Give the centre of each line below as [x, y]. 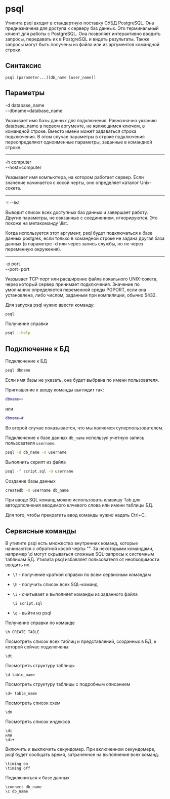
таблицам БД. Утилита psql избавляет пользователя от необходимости [82, 559]
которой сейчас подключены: [37, 647]
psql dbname [18, 371]
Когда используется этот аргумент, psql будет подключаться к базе [79, 233]
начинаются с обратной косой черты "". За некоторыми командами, [79, 549]
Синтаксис [23, 66]
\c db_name [17, 791]
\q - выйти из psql [32, 613]
